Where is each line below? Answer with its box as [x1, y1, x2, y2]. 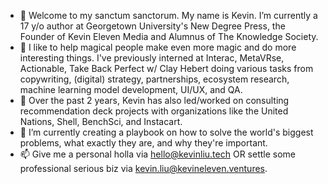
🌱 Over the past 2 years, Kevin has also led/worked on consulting [19, 95, 290, 106]
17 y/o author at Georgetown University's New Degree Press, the [19, 20, 286, 32]
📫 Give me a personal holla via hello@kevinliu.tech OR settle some [19, 148, 296, 160]
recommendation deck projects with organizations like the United [19, 105, 289, 117]
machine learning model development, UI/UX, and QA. [19, 84, 243, 95]
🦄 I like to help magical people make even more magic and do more [19, 41, 297, 53]
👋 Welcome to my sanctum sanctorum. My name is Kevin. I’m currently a [19, 10, 318, 21]
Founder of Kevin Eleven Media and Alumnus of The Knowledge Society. [19, 31, 319, 42]
